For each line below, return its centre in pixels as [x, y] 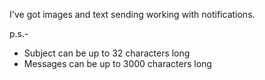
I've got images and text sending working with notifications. [132, 14]
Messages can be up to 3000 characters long [117, 63]
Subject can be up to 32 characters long [107, 53]
